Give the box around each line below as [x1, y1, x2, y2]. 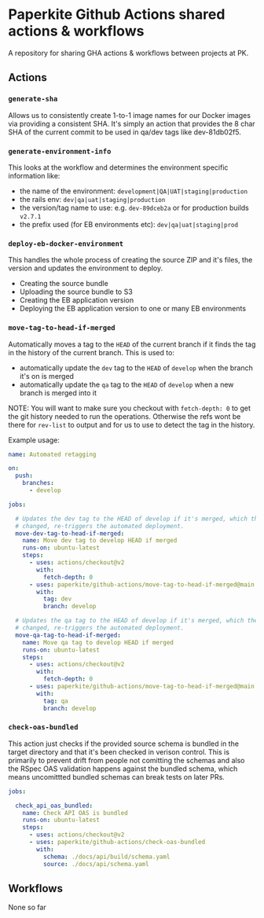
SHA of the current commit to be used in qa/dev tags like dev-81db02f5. [8, 127, 242, 137]
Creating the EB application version [19, 296, 134, 305]
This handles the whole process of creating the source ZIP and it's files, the [8, 255, 253, 265]
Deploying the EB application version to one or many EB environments [19, 304, 246, 314]
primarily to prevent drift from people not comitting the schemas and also [8, 755, 245, 765]
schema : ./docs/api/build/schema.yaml [42, 853, 170, 861]
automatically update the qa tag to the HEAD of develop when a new [19, 380, 234, 389]
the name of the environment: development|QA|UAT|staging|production [19, 186, 248, 196]
